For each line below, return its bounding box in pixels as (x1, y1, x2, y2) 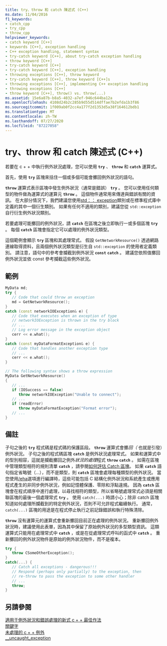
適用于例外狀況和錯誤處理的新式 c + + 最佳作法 (5, 617, 102, 623)
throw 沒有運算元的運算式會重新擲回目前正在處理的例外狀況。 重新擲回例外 (5, 517, 159, 523)
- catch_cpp (5, 21, 30, 26)
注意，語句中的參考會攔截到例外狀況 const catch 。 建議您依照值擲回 (19, 250, 161, 256)
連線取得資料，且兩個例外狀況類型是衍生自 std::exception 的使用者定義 (5, 243, 153, 249)
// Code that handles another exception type (11, 346, 108, 351)
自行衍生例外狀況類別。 (5, 210, 53, 216)
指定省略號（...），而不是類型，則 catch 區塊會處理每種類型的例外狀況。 (9, 469, 156, 475)
